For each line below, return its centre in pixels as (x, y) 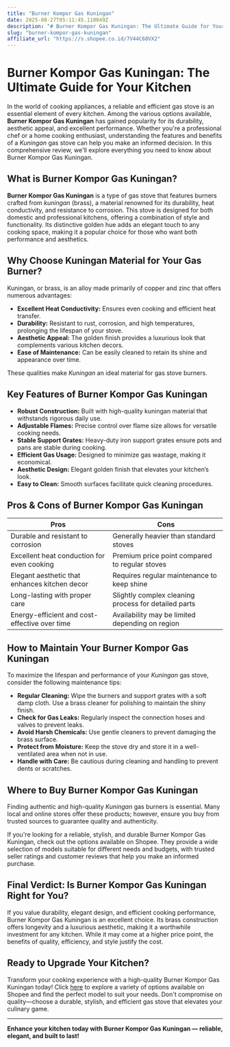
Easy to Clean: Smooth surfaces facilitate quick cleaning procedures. (115, 483)
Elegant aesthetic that (46, 575)
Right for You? (38, 896)
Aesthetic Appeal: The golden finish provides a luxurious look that (111, 337)
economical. (35, 462)
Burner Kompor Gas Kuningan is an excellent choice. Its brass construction (113, 919)
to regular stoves (139, 564)
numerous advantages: (40, 295)
